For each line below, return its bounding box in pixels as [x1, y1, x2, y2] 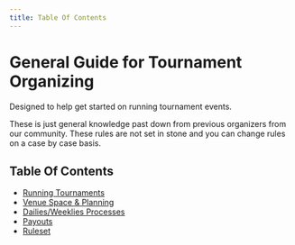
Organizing [9, 71, 95, 91]
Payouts [22, 216, 53, 227]
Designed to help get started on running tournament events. [9, 101, 233, 112]
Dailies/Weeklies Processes [22, 206, 125, 217]
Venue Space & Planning [22, 197, 115, 208]
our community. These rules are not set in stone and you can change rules [9, 128, 286, 139]
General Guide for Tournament [9, 51, 243, 72]
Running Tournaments [22, 187, 106, 198]
